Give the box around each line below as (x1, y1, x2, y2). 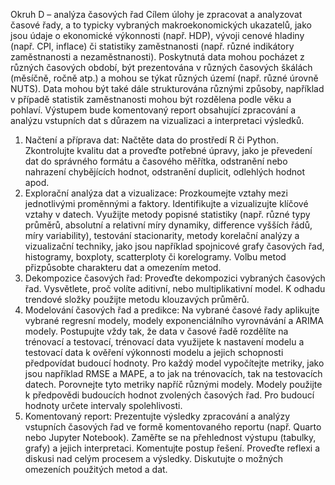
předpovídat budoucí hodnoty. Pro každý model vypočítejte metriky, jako (24, 357, 325, 369)
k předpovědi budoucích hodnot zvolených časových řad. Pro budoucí (24, 389, 315, 401)
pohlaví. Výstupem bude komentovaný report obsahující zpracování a (10, 104, 297, 116)
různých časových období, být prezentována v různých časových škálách (10, 62, 313, 73)
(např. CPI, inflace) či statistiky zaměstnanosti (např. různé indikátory (10, 40, 295, 52)
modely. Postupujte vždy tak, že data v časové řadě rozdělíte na (24, 325, 289, 337)
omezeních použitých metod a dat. (24, 464, 168, 475)
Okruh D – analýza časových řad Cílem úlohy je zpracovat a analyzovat (10, 9, 303, 20)
